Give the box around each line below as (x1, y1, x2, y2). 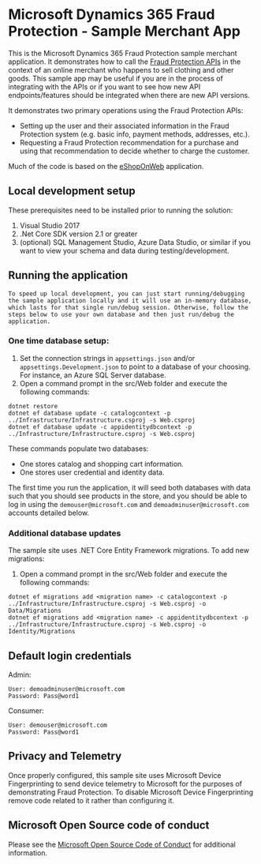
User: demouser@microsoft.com (8, 721, 108, 729)
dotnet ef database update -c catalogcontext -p (8, 409, 171, 417)
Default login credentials (8, 649, 132, 663)
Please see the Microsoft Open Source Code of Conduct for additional (8, 840, 237, 849)
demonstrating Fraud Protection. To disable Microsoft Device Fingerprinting (8, 787, 254, 797)
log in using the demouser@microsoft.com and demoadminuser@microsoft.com (8, 499, 250, 509)
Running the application (8, 269, 129, 282)
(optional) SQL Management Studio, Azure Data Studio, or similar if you (19, 237, 251, 246)
